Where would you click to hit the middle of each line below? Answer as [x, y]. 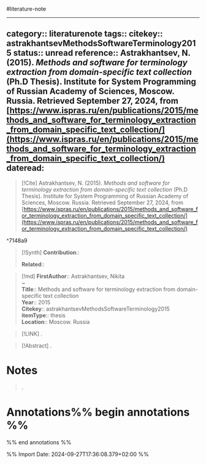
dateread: [25, 168]
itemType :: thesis [43, 315]
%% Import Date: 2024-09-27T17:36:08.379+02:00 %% [78, 454]
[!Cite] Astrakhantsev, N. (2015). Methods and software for [96, 183]
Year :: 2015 [36, 302]
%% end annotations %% [39, 442]
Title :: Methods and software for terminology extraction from [98, 289]
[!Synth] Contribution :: [50, 252]
